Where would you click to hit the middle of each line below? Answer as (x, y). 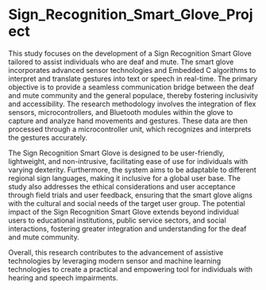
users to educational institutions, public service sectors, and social (117, 220)
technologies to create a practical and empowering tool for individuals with (130, 269)
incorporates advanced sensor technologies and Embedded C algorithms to (132, 70)
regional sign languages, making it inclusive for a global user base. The (124, 178)
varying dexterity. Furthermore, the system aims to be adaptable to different (132, 170)
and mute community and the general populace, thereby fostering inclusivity (133, 95)
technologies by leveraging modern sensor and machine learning (115, 261)
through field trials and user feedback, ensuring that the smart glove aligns (130, 195)
